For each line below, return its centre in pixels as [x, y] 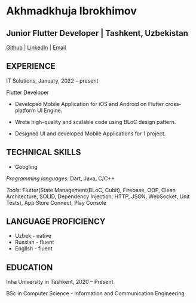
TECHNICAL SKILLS [44, 152]
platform [25, 110]
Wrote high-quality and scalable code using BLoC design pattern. [95, 122]
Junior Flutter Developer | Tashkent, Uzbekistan [97, 33]
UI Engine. [50, 110]
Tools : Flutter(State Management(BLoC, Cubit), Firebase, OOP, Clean [91, 190]
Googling [26, 166]
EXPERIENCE [31, 66]
